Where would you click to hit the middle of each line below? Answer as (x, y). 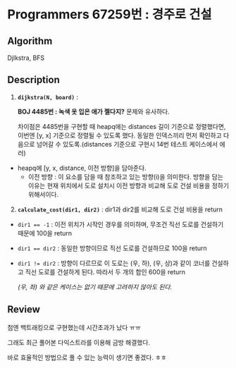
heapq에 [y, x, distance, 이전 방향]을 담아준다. (82, 168)
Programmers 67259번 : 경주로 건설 (110, 14)
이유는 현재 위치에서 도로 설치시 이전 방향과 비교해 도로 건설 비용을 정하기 (129, 185)
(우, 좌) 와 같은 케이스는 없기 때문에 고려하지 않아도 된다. (95, 287)
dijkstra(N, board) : (48, 97)
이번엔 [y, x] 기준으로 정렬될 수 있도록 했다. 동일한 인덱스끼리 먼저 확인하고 (119, 135)
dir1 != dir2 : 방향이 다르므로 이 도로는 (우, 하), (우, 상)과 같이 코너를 (114, 263)
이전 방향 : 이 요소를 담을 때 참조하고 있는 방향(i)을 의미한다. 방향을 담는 (126, 176)
